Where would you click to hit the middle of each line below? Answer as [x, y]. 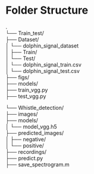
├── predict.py [24, 158]
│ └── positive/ [25, 145]
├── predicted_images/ [35, 133]
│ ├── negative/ [26, 139]
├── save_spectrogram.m [37, 164]
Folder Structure [47, 10]
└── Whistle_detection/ [35, 107]
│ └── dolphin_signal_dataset [42, 46]
